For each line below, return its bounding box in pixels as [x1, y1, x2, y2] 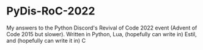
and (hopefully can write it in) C [6, 37, 86, 44]
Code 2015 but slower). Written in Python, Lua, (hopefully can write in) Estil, [6, 30, 197, 37]
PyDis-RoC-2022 [6, 4, 95, 18]
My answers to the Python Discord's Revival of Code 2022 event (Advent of [6, 24, 197, 31]
